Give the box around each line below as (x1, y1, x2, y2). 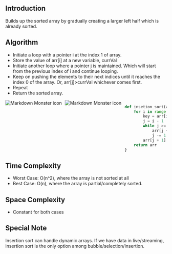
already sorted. (5, 23, 37, 29)
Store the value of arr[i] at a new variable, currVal (12, 57, 117, 63)
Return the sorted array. (12, 90, 63, 96)
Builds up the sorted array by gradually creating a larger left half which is (5, 17, 159, 24)
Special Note (5, 224, 47, 232)
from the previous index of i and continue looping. (12, 68, 118, 74)
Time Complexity (5, 161, 61, 170)
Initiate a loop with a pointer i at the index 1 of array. (12, 51, 122, 58)
